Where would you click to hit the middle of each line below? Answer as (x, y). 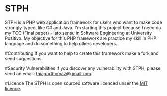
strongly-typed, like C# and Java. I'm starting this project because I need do (83, 27)
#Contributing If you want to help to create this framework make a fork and (82, 53)
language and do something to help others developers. (61, 43)
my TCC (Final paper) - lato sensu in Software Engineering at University (79, 33)
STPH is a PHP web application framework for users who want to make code (83, 22)
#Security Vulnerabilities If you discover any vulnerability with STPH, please (83, 68)
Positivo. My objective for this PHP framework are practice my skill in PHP (81, 38)
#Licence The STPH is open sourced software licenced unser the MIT (77, 83)
